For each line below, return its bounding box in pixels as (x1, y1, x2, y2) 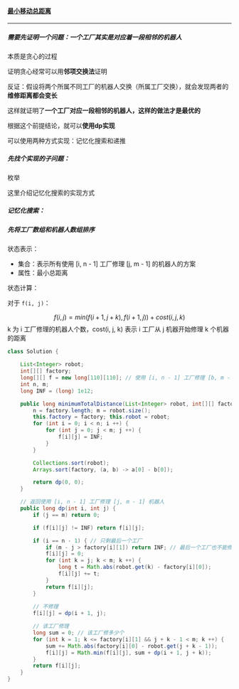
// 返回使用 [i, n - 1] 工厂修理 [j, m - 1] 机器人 (20, 498, 165, 506)
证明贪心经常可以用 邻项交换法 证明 (7, 68, 107, 76)
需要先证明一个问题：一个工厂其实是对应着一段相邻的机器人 (7, 33, 182, 41)
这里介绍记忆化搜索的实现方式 (7, 188, 95, 197)
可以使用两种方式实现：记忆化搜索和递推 (7, 137, 126, 145)
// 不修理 (33, 603, 59, 611)
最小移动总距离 (7, 6, 51, 15)
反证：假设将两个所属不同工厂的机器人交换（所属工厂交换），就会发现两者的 (7, 82, 229, 91)
